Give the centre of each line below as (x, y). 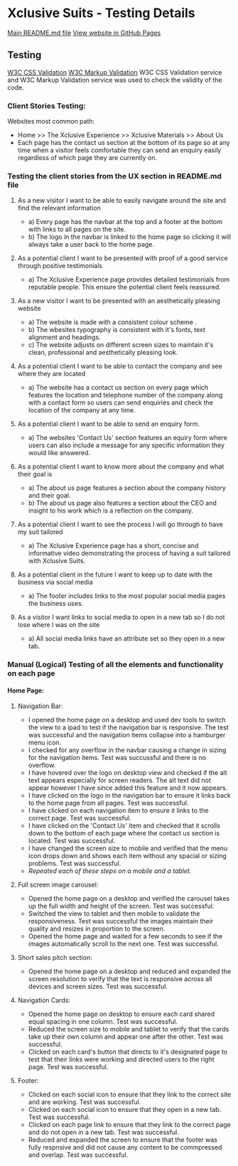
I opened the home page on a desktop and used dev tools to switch (127, 720)
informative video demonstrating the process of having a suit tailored (129, 553)
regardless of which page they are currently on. (87, 158)
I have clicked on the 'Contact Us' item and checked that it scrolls (124, 825)
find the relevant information (59, 208)
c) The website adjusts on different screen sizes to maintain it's (121, 345)
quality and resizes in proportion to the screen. (97, 929)
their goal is (35, 474)
